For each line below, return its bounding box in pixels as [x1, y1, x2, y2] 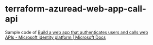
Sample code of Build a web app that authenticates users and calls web [5, 29, 148, 35]
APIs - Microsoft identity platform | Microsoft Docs [5, 34, 106, 40]
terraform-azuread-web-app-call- [5, 3, 147, 14]
